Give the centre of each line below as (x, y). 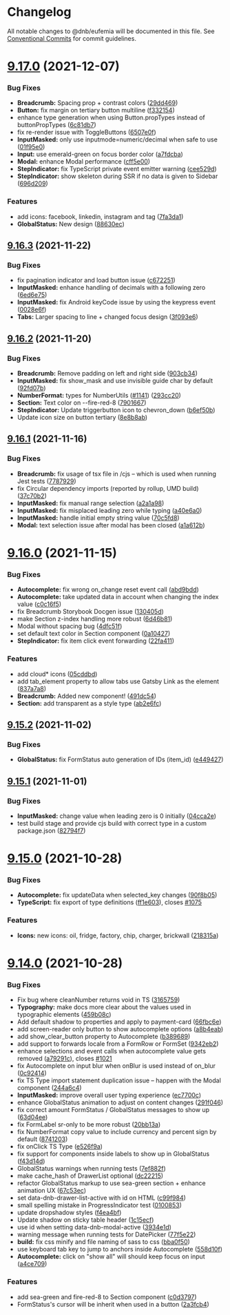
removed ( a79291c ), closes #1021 (64, 1059)
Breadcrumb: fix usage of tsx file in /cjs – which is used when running (117, 474)
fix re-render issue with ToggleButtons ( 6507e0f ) (86, 133)
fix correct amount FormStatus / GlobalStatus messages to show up (113, 1110)
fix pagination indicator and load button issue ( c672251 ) (96, 280)
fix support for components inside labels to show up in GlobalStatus (113, 1154)
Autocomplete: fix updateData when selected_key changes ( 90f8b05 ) (117, 895)
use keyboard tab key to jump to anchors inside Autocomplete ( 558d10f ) (119, 1249)
